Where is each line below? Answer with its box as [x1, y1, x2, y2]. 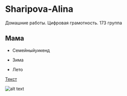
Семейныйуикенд [12, 47, 50, 53]
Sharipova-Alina [5, 3, 74, 15]
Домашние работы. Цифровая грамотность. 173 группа [5, 20, 123, 26]
